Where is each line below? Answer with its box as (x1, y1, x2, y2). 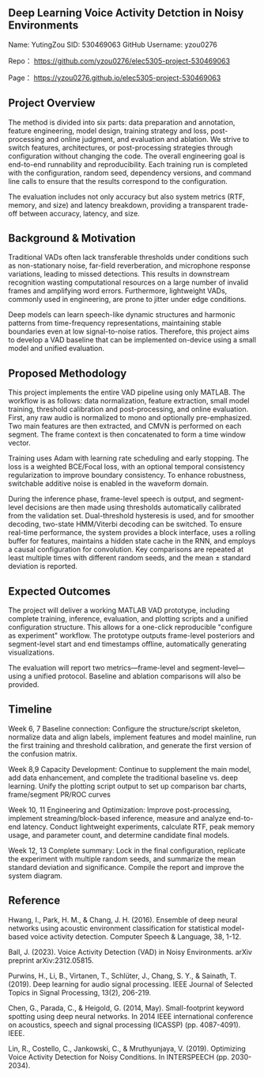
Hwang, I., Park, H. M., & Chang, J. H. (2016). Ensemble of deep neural (8, 915, 238, 924)
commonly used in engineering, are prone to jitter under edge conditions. (8, 295, 247, 304)
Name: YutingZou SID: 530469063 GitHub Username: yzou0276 (8, 40, 217, 49)
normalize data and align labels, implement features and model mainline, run (8, 732, 257, 742)
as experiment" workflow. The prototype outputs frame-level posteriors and (8, 631, 255, 640)
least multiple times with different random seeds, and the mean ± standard (8, 553, 251, 563)
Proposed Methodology (8, 366, 127, 380)
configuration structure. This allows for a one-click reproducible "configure (8, 622, 253, 632)
